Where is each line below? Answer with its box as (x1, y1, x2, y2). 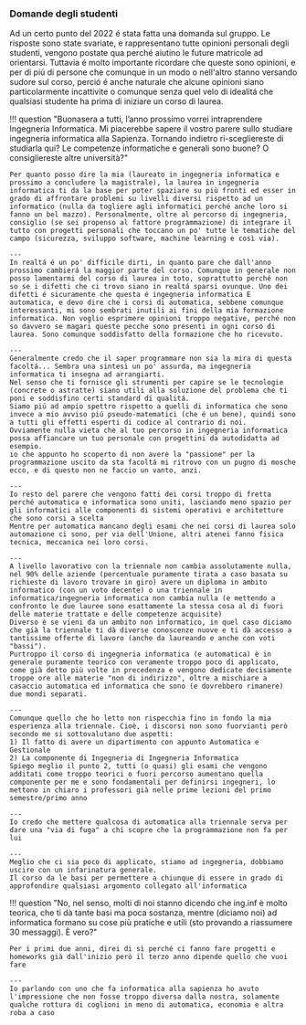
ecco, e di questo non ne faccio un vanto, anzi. (9, 466, 203, 475)
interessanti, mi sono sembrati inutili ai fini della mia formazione (9, 306, 284, 315)
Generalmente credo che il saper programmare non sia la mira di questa (9, 354, 292, 364)
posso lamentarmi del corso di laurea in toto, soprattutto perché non (9, 274, 288, 283)
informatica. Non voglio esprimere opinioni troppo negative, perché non (9, 314, 297, 323)
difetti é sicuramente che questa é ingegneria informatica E (9, 291, 251, 300)
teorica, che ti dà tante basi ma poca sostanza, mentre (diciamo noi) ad (9, 907, 278, 918)
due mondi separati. (9, 690, 89, 699)
